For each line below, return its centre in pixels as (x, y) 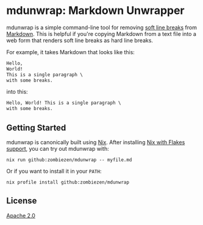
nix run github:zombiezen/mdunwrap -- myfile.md (69, 160)
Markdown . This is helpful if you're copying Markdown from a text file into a (101, 33)
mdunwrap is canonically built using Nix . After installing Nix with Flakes (96, 142)
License (22, 201)
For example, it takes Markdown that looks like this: (71, 52)
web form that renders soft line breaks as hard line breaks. (80, 40)
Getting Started (36, 127)
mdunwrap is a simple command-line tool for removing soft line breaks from (101, 27)
